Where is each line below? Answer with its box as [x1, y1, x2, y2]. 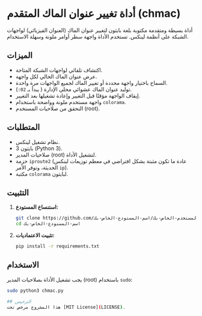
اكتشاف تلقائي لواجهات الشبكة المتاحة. [15, 66, 103, 73]
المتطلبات [7, 122, 40, 132]
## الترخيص [7, 299, 32, 305]
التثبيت [7, 187, 29, 197]
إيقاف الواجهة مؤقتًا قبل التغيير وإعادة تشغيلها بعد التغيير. [15, 91, 141, 99]
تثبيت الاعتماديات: [15, 232, 55, 239]
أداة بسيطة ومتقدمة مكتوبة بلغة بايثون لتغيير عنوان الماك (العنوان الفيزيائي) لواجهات [7, 26, 193, 34]
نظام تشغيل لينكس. [15, 138, 60, 145]
